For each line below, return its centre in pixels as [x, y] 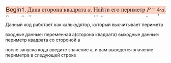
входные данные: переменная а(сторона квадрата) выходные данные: [82, 35]
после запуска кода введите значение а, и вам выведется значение [79, 50]
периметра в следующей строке [41, 55]
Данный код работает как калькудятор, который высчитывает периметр [84, 25]
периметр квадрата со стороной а [43, 40]
